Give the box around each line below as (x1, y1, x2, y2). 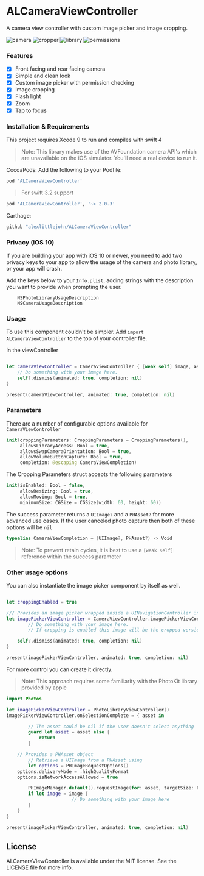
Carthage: (6, 212, 32, 219)
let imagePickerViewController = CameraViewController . (6, 616, 151, 622)
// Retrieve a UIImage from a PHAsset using (28, 757, 143, 763)
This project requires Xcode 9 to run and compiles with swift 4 (6, 136, 162, 143)
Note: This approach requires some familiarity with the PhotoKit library (21, 677, 198, 685)
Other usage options (6, 568, 69, 577)
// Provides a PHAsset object (17, 752, 94, 758)
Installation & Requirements (6, 122, 90, 130)
